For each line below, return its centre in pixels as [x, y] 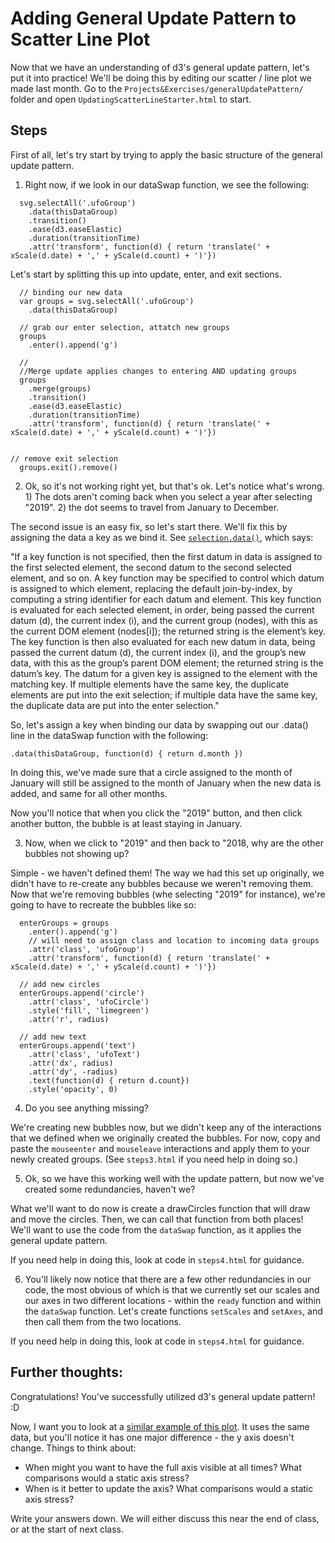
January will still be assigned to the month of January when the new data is [166, 783]
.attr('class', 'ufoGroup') [86, 949]
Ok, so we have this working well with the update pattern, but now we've [174, 1178]
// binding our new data [71, 292]
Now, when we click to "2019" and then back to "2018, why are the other [174, 843]
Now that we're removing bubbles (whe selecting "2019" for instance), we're [168, 894]
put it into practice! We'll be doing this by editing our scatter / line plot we [161, 78]
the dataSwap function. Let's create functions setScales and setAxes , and [173, 1311]
